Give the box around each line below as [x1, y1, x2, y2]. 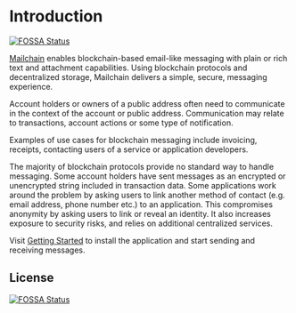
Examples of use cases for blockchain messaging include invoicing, [9, 134, 258, 145]
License [9, 270, 54, 285]
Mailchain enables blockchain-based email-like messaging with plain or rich [9, 52, 288, 63]
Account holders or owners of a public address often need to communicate [9, 98, 285, 108]
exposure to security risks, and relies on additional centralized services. [9, 218, 274, 229]
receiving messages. [9, 245, 86, 255]
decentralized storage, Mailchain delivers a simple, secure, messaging [9, 71, 267, 82]
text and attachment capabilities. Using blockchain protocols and [9, 62, 248, 73]
